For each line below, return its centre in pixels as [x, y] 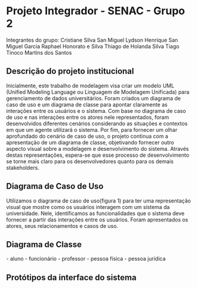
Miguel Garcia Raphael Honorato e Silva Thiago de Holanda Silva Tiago [93, 46]
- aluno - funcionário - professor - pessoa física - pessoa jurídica [86, 259]
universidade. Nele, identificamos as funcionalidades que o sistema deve [96, 213]
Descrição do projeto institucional [70, 72]
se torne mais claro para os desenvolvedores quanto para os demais [90, 161]
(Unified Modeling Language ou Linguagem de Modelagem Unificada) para [98, 92]
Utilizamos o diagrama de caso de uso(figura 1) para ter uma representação [99, 201]
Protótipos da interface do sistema [71, 277]
